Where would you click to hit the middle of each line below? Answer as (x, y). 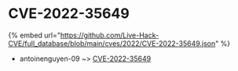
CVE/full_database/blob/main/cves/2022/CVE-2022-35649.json (112, 43)
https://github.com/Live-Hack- (110, 35)
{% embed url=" (35, 35)
